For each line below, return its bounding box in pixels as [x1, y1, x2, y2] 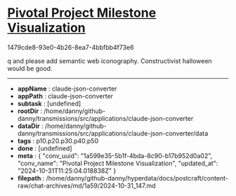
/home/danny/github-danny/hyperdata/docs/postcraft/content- [46, 174, 229, 182]
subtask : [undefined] [17, 99, 81, 107]
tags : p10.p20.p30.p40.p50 [17, 136, 99, 145]
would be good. [7, 64, 53, 72]
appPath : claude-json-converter [17, 91, 114, 100]
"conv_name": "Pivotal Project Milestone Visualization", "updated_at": [17, 159, 218, 167]
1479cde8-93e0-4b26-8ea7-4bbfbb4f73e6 [7, 43, 135, 51]
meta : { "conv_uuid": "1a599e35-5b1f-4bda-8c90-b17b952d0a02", [17, 151, 213, 159]
